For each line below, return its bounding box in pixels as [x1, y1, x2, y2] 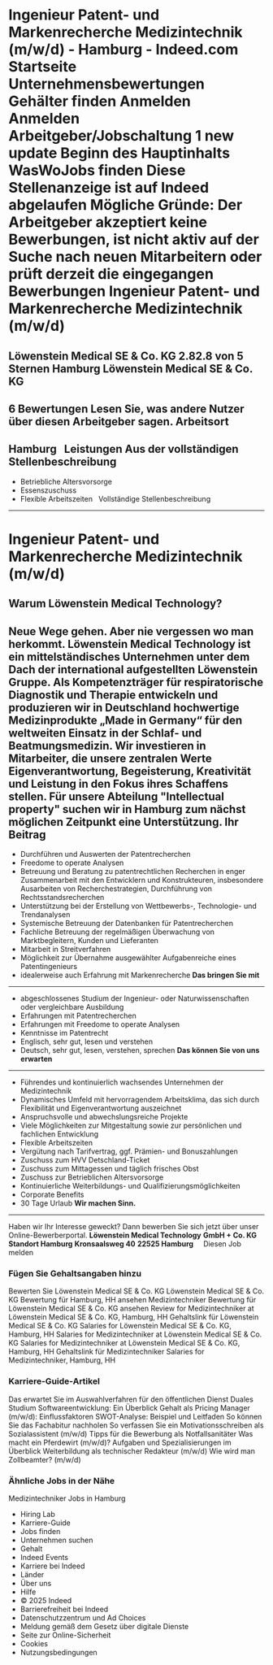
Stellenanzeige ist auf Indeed [8, 179, 210, 197]
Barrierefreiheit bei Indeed [19, 1604, 109, 1615]
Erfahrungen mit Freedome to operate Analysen [19, 1019, 180, 1029]
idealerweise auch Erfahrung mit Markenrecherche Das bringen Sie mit [19, 970, 260, 980]
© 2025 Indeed [19, 1596, 72, 1606]
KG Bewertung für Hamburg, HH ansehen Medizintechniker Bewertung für [8, 1295, 257, 1305]
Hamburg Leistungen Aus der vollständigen [8, 442, 239, 456]
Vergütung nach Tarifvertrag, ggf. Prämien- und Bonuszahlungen [19, 1146, 238, 1156]
